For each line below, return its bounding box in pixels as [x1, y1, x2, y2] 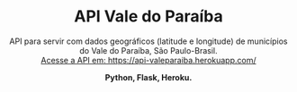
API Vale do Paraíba [73, 6, 224, 27]
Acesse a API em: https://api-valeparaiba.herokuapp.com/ [40, 54, 256, 65]
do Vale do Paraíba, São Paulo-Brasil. [79, 45, 218, 55]
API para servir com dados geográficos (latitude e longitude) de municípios [9, 36, 288, 46]
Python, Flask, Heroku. [104, 71, 193, 82]
